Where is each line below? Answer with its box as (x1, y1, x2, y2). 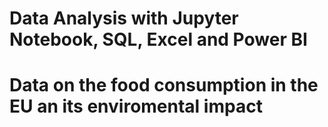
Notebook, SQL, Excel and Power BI (9, 28, 308, 51)
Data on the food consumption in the (9, 74, 319, 97)
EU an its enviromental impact (9, 95, 263, 118)
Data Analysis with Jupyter (9, 7, 239, 30)
